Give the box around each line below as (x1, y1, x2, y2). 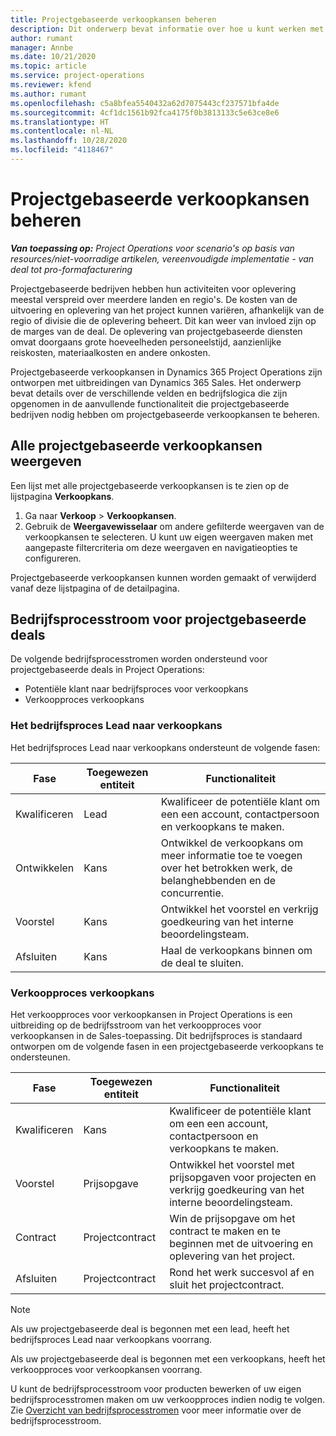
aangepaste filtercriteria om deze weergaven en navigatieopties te (24, 541, 298, 553)
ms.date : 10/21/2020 (10, 52, 97, 62)
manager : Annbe (10, 42, 74, 53)
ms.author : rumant (10, 89, 87, 99)
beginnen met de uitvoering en (169, 1237, 314, 1251)
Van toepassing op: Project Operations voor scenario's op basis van (10, 242, 295, 254)
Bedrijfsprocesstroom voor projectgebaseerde (10, 611, 307, 628)
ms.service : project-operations (10, 71, 145, 81)
